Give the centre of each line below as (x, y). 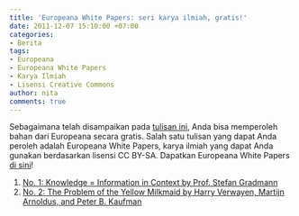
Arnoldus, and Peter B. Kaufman (82, 202)
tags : (19, 51)
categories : (32, 34)
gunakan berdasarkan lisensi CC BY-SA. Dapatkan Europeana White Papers (149, 156)
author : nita (34, 93)
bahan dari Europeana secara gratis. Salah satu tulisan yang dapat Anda (143, 137)
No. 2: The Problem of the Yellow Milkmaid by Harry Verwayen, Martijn (154, 192)
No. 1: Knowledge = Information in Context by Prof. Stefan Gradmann (150, 183)
